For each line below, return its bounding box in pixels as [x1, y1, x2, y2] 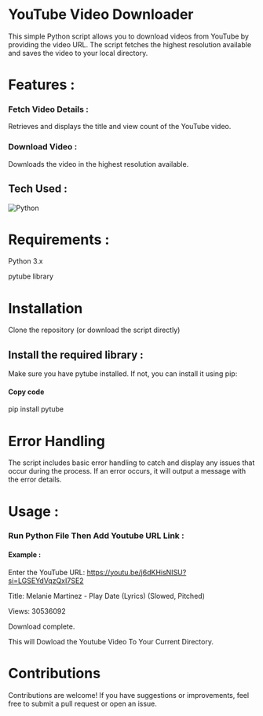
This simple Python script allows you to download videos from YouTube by [8, 31, 250, 41]
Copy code [8, 387, 45, 397]
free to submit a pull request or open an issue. [8, 699, 157, 708]
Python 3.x [8, 257, 43, 266]
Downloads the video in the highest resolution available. [8, 159, 189, 168]
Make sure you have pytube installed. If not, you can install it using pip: [8, 369, 238, 378]
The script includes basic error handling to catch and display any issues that [8, 458, 255, 467]
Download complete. [8, 622, 75, 631]
